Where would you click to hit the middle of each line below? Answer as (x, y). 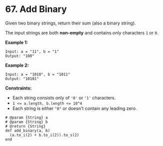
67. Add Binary (36, 9)
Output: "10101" (22, 78)
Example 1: (17, 42)
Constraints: (18, 88)
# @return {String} (25, 126)
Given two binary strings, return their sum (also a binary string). (70, 23)
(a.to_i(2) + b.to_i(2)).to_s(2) (44, 135)
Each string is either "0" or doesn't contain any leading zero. (74, 108)
